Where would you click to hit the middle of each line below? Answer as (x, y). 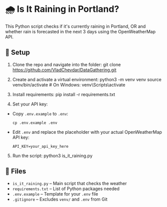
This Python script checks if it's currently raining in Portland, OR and (76, 26)
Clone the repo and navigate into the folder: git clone (67, 64)
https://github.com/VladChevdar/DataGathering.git (64, 70)
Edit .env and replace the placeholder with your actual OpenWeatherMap (87, 132)
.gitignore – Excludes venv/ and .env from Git (60, 199)
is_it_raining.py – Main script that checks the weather (70, 183)
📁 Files (16, 171)
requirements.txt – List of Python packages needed (66, 189)
